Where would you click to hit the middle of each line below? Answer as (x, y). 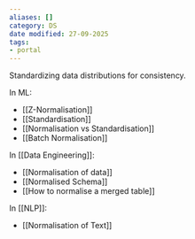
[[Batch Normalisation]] (65, 138)
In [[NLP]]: (28, 208)
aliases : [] (31, 17)
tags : (19, 42)
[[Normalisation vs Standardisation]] (88, 128)
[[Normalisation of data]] (67, 173)
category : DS (33, 26)
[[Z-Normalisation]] (57, 110)
